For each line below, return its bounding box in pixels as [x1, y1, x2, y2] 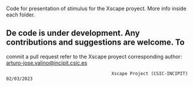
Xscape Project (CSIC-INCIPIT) [111, 71, 188, 76]
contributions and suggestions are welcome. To [6, 38, 185, 48]
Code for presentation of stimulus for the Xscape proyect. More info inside [6, 5, 187, 12]
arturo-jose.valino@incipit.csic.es [6, 59, 88, 66]
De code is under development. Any [6, 28, 140, 38]
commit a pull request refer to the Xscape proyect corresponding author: [6, 53, 182, 60]
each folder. [6, 11, 35, 18]
